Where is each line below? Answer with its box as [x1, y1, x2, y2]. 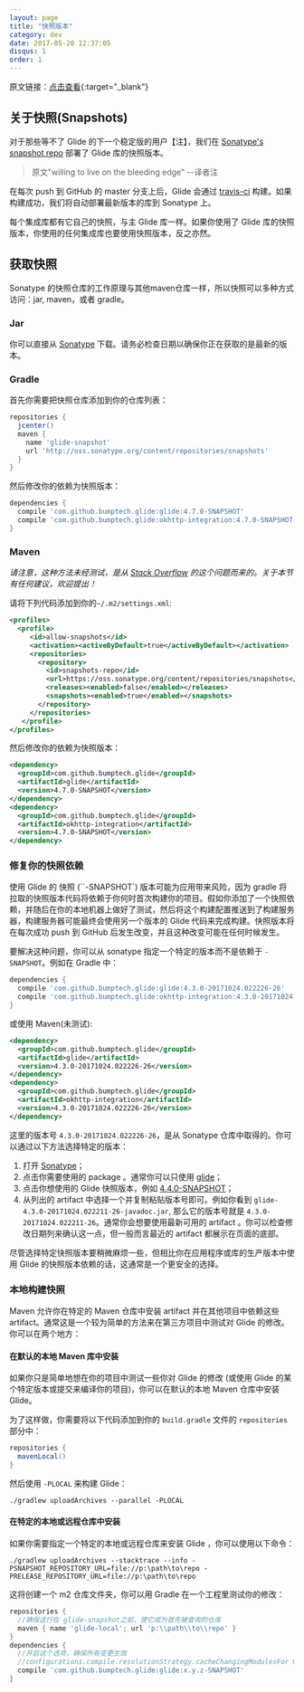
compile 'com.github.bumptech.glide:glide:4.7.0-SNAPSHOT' [17, 508, 245, 517]
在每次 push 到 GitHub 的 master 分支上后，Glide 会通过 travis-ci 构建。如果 [9, 185, 292, 196]
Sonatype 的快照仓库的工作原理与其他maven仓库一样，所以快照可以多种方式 [9, 282, 294, 293]
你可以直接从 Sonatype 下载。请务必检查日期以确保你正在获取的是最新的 [9, 338, 280, 349]
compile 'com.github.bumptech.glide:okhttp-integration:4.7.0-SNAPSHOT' [17, 516, 298, 525]
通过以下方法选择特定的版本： [16, 1141, 128, 1152]
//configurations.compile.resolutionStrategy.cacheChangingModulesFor [17, 1658, 290, 1667]
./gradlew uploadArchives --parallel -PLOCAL [9, 1496, 184, 1505]
